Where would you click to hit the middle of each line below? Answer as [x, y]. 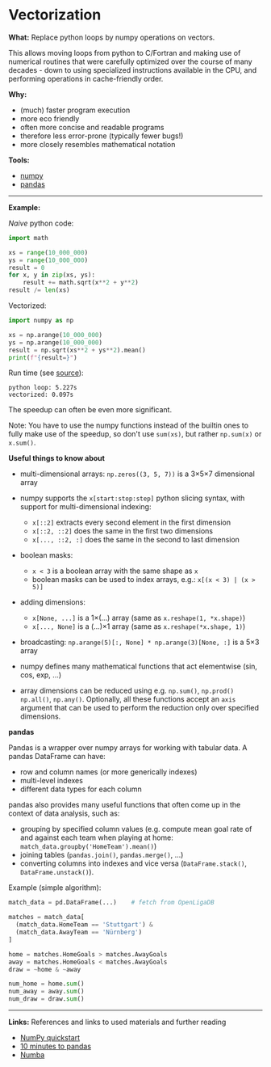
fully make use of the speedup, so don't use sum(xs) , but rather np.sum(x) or [135, 434]
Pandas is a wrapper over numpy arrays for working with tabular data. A [128, 748]
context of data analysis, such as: [64, 813]
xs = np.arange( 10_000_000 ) [56, 335]
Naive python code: [41, 223]
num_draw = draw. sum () [46, 999]
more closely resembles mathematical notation [98, 144]
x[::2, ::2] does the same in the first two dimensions [123, 531]
